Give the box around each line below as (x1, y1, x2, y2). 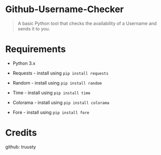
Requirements (5, 44, 66, 55)
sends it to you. (17, 25, 50, 31)
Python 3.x (12, 60, 36, 66)
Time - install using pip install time (12, 90, 90, 96)
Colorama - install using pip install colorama (12, 99, 110, 105)
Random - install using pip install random (12, 80, 102, 86)
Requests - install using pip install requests (12, 70, 109, 76)
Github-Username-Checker (5, 4, 124, 15)
